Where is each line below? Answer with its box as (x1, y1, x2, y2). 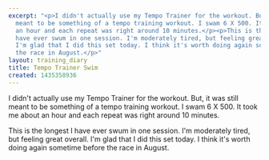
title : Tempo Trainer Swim (8, 64, 98, 72)
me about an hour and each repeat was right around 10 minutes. (8, 110, 220, 120)
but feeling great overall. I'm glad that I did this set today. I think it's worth (8, 134, 251, 144)
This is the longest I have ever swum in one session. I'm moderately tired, (8, 126, 251, 135)
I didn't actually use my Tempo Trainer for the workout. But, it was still (8, 93, 239, 102)
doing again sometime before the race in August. (8, 142, 170, 152)
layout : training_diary (8, 57, 88, 65)
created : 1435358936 (8, 71, 78, 79)
